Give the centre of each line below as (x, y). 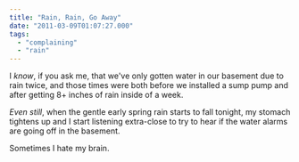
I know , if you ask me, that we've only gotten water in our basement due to (146, 76)
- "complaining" (47, 42)
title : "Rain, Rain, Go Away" (66, 17)
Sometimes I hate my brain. (59, 149)
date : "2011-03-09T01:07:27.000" (71, 26)
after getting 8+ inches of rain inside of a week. (96, 95)
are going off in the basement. (65, 131)
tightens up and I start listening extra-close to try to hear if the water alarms (149, 122)
